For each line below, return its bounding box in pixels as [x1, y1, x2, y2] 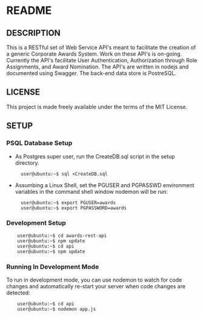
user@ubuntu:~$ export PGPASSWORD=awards [21, 205, 127, 211]
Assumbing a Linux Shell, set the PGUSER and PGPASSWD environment [15, 181, 195, 188]
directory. [15, 159, 39, 167]
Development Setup [6, 219, 66, 227]
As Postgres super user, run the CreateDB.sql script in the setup [15, 153, 175, 160]
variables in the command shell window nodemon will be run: [15, 188, 168, 195]
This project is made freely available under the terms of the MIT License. [6, 103, 188, 110]
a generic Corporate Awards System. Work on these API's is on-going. [6, 50, 182, 58]
